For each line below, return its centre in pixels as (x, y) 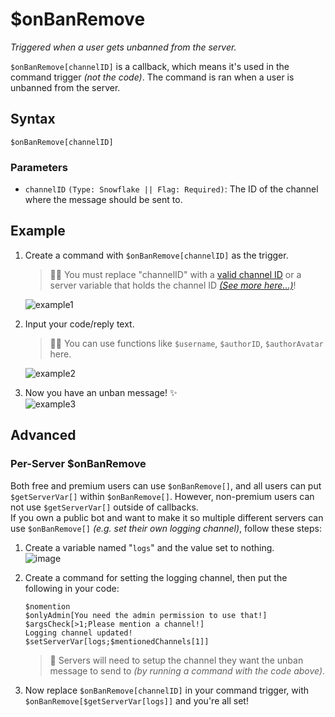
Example (38, 231)
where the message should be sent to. (103, 200)
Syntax (33, 119)
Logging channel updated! (78, 633)
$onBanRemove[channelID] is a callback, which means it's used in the (150, 66)
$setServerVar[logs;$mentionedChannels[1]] (117, 641)
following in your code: (72, 588)
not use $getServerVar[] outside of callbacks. (104, 507)
